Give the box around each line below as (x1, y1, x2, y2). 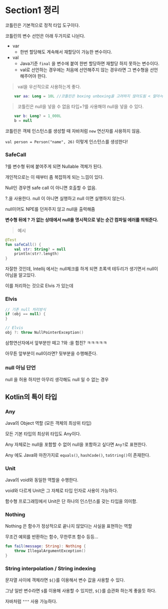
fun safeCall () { (5, 242, 41, 247)
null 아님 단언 (5, 364, 36, 371)
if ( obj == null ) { (5, 312, 46, 317)
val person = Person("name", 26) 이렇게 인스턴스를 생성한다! (5, 139, 128, 145)
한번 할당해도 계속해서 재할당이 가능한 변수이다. (19, 49, 112, 55)
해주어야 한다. (19, 73, 47, 79)
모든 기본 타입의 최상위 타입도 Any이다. (5, 430, 81, 437)
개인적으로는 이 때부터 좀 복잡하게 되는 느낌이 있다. (5, 174, 104, 180)
